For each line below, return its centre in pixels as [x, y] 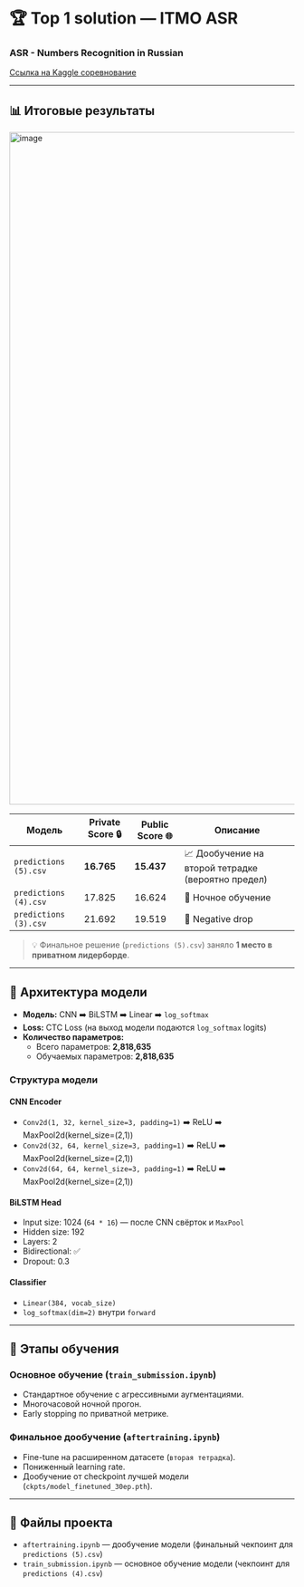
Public [155, 824]
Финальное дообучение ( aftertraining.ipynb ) [115, 1438]
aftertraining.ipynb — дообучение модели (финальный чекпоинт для [158, 1544]
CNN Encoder [35, 1101]
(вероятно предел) [226, 880]
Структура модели [53, 1080]
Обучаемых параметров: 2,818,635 [105, 1056]
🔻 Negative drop [218, 919]
